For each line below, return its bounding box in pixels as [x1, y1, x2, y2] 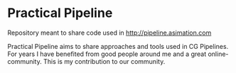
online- [208, 50, 229, 58]
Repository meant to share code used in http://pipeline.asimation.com [7, 28, 212, 37]
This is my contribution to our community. [43, 57, 166, 65]
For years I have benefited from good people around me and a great [7, 50, 207, 58]
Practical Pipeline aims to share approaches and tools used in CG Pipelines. [7, 42, 229, 50]
